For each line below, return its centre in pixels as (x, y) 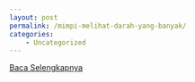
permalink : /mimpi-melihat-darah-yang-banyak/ (98, 26)
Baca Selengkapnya (46, 68)
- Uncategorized (56, 42)
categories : (31, 34)
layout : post (34, 17)
